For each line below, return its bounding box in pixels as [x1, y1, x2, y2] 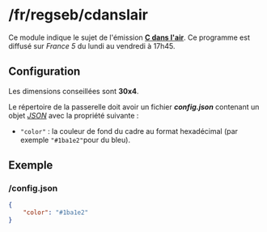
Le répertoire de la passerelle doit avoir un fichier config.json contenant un [8, 101, 260, 111]
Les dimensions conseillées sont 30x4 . [8, 86, 139, 96]
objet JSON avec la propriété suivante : [8, 110, 139, 120]
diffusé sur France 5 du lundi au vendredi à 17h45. [8, 41, 176, 50]
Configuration [8, 65, 81, 79]
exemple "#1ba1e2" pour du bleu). [19, 135, 131, 144]
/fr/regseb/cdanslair [8, 6, 148, 24]
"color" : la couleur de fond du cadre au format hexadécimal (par [19, 126, 239, 135]
